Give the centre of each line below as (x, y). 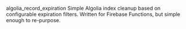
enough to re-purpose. (34, 20)
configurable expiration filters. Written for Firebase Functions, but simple (93, 14)
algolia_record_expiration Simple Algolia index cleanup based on (83, 8)
